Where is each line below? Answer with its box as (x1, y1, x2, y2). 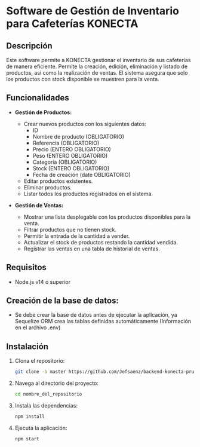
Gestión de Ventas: (14, 201, 64, 209)
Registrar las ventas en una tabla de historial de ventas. (23, 245, 160, 252)
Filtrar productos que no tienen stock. (23, 226, 117, 233)
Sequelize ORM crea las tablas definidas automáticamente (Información (14, 318, 192, 325)
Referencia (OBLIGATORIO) (32, 139, 100, 146)
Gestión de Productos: (14, 109, 72, 116)
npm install (14, 414, 45, 420)
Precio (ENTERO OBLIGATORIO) (32, 145, 112, 153)
